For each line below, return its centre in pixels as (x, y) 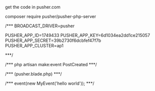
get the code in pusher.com (33, 7)
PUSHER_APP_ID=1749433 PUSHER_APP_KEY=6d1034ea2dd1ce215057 (77, 35)
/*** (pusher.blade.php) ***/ (33, 74)
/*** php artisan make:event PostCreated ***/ (51, 64)
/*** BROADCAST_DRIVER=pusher (40, 26)
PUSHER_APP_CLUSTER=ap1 (34, 45)
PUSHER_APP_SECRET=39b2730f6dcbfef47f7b (53, 40)
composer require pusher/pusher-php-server (51, 16)
